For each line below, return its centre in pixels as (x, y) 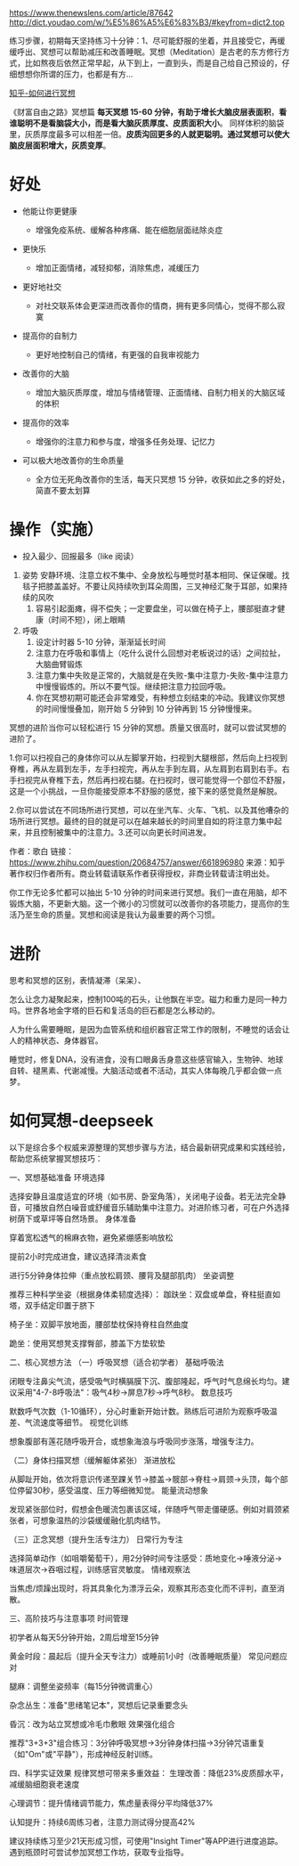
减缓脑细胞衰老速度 (44, 1784)
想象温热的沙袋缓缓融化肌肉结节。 (102, 1520)
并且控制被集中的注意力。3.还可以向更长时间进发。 (118, 832)
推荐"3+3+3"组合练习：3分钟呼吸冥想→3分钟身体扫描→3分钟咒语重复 (137, 1743)
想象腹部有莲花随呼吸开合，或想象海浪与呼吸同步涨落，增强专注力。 (134, 1441)
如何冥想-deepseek (81, 1120)
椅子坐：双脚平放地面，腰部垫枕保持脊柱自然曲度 (99, 1324)
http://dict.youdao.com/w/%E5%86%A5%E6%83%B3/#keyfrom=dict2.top (147, 22)
